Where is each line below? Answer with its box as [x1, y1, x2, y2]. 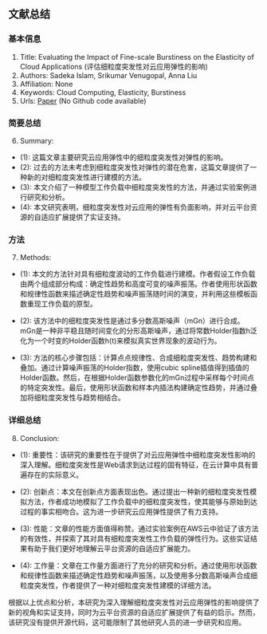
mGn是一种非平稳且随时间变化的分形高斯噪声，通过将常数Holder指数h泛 [19, 326, 257, 336]
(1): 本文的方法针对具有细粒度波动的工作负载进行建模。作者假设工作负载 [19, 270, 256, 279]
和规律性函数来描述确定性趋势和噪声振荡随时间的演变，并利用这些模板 [19, 289, 251, 299]
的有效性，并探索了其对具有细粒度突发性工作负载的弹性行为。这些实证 [19, 534, 251, 543]
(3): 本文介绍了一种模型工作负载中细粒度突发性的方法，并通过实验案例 [19, 182, 250, 191]
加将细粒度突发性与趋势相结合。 [19, 393, 125, 403]
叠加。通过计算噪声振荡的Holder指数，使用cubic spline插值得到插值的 [19, 363, 249, 372]
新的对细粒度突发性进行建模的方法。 [26, 172, 146, 182]
